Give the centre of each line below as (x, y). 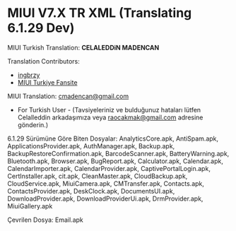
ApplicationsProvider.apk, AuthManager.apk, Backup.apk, (91, 146)
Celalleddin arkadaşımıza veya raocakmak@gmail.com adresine (110, 117)
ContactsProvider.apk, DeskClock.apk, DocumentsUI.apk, (91, 191)
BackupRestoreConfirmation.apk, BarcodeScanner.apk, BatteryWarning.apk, (118, 153)
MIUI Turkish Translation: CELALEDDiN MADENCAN (83, 47)
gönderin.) (33, 124)
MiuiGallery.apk (30, 206)
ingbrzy (29, 75)
